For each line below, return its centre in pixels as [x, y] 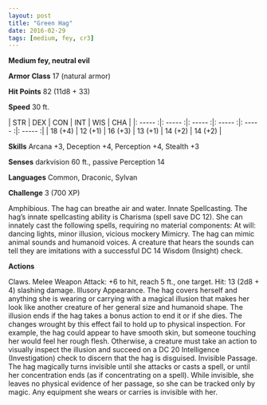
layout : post [30, 16]
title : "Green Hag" [41, 23]
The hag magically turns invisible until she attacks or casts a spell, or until [129, 367]
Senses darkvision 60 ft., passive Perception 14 [86, 162]
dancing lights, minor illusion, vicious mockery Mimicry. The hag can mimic [132, 234]
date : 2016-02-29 [37, 30]
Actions [22, 266]
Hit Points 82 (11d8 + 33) [49, 92]
